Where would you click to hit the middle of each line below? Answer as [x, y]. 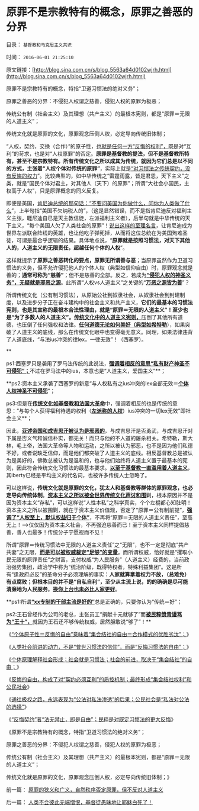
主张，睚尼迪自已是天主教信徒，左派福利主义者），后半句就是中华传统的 [98, 218]
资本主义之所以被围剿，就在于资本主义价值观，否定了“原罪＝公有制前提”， [97, 510]
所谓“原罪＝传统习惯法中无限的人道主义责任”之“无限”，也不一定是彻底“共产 [97, 545]
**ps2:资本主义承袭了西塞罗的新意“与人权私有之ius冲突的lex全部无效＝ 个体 [97, 383]
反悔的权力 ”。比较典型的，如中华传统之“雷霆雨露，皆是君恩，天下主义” [98, 176]
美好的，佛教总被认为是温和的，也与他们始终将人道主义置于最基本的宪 [102, 460]
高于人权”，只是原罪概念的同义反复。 [57, 191]
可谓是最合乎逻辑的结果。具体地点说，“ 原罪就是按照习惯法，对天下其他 [103, 240]
